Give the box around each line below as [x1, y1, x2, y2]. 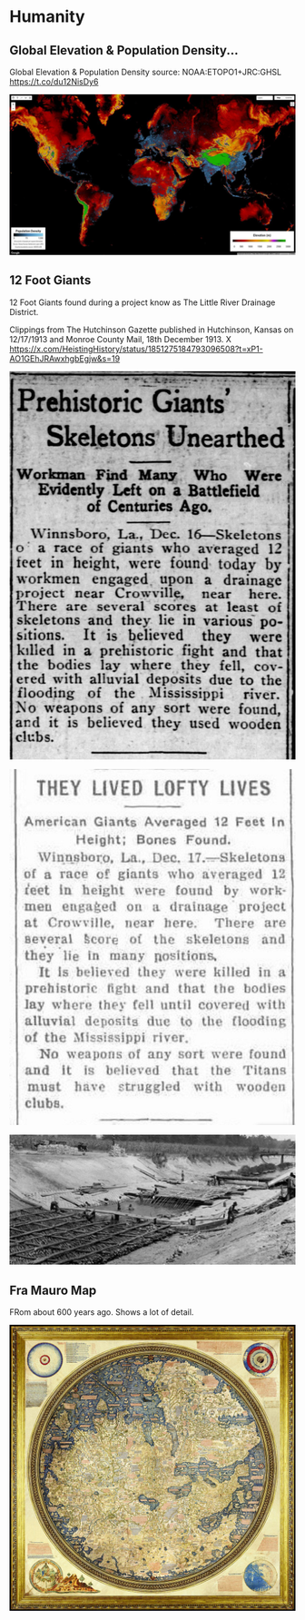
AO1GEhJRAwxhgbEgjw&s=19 [9, 352, 121, 364]
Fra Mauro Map [9, 1282, 97, 1298]
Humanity [9, 6, 85, 27]
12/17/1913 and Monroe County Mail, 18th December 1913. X [9, 333, 231, 344]
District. [9, 306, 39, 317]
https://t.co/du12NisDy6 [9, 76, 99, 87]
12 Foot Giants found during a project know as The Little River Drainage [9, 297, 276, 308]
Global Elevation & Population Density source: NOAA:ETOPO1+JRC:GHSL [9, 66, 282, 77]
